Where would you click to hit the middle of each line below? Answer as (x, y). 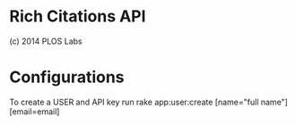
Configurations (67, 77)
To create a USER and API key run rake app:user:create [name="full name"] (149, 102)
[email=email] (35, 111)
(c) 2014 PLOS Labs (46, 41)
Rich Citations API (78, 17)
